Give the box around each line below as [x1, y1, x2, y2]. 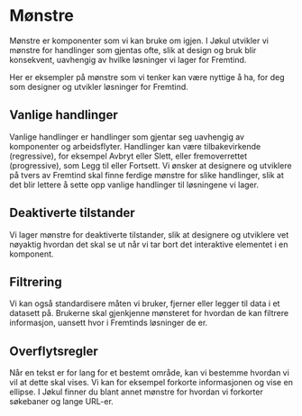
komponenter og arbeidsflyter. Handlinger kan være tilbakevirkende [9, 140, 261, 151]
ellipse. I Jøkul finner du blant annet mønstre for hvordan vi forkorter [9, 386, 263, 397]
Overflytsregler [9, 343, 98, 358]
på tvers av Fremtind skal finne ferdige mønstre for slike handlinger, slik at [9, 169, 284, 180]
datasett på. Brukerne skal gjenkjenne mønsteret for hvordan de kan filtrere [9, 308, 289, 319]
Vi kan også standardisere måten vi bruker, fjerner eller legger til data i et [9, 298, 280, 309]
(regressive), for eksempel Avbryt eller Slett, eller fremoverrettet [9, 150, 248, 161]
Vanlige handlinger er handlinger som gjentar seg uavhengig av [9, 131, 245, 142]
